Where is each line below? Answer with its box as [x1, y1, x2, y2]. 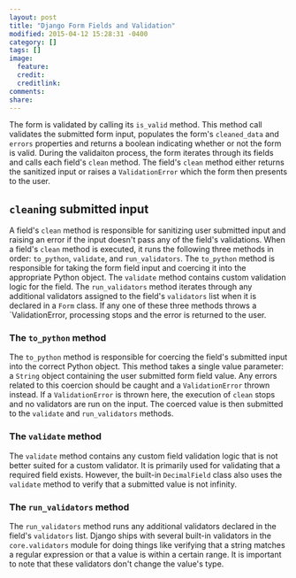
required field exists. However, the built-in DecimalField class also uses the [9, 469, 283, 480]
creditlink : [17, 79, 62, 88]
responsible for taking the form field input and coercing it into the [9, 263, 247, 274]
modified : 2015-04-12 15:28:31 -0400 [9, 29, 148, 38]
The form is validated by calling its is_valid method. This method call [9, 119, 262, 130]
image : [9, 54, 34, 63]
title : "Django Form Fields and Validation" [9, 21, 176, 30]
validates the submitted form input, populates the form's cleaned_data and [9, 129, 280, 140]
